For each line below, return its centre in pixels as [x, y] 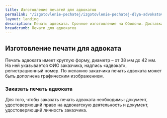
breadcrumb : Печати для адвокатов [41, 28]
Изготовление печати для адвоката [63, 48]
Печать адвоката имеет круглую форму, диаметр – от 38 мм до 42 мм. [81, 60]
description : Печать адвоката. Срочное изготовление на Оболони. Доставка [84, 24]
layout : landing [22, 19]
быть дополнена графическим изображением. [55, 76]
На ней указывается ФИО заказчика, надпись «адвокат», [66, 65]
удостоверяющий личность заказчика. [46, 110]
